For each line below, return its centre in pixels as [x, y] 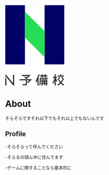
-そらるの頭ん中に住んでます [34, 157]
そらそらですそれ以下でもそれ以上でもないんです [55, 118]
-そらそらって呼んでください [34, 146]
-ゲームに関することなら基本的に [38, 168]
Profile [16, 134]
